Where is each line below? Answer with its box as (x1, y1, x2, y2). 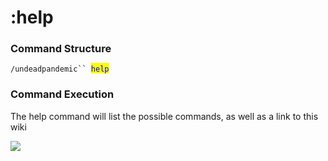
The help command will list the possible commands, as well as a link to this (10, 110, 319, 122)
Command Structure (10, 42, 112, 56)
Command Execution (10, 87, 115, 101)
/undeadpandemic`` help (10, 64, 110, 75)
